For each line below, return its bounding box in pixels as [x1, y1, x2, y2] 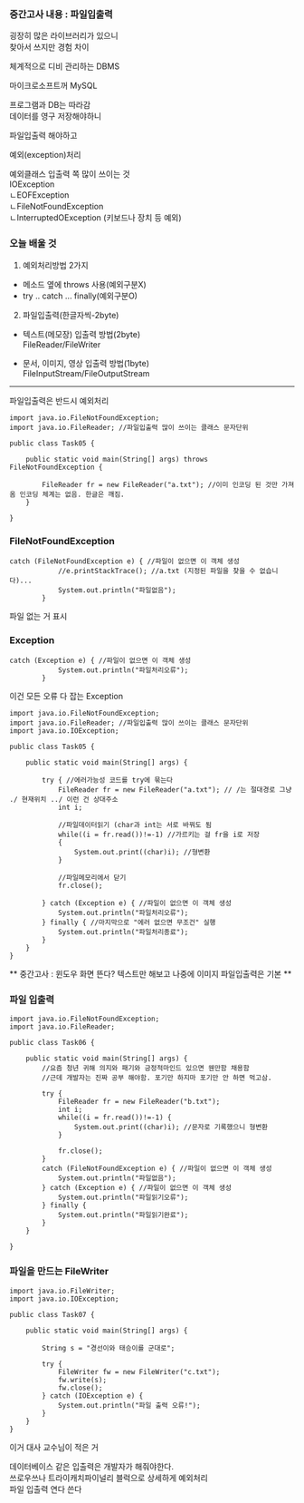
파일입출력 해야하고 [9, 130, 78, 142]
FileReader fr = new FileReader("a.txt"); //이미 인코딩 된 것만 [42, 480, 279, 489]
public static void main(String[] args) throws [25, 454, 208, 464]
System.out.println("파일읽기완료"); [57, 1211, 189, 1220]
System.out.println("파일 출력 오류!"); [57, 1401, 201, 1410]
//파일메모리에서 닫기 [57, 873, 127, 883]
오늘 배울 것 [9, 238, 57, 250]
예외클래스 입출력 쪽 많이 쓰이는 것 [9, 169, 130, 180]
